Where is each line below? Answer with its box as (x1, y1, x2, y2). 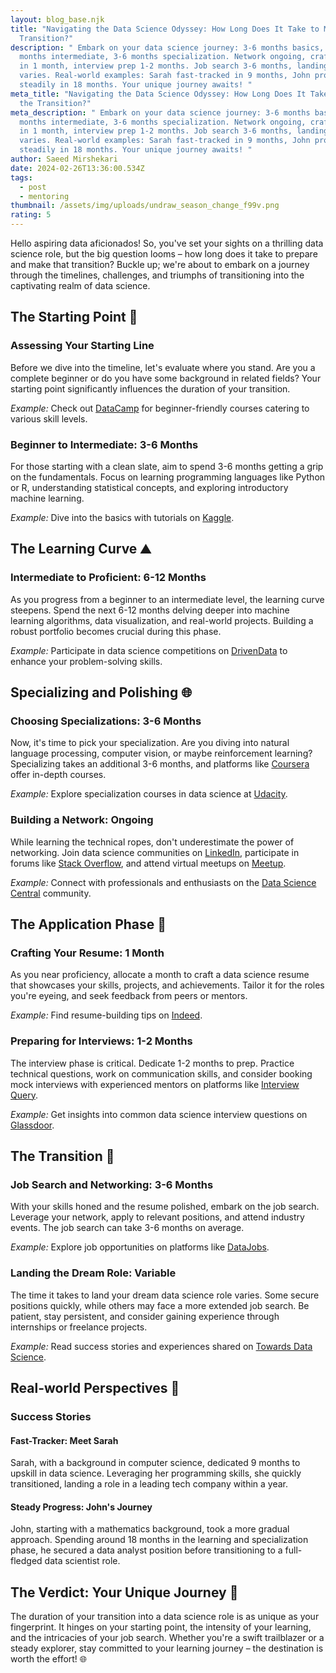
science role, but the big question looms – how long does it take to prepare (10, 248, 318, 260)
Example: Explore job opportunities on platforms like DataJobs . (10, 1241, 270, 1253)
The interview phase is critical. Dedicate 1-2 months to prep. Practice (10, 1057, 295, 1069)
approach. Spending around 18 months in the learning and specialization (10, 1534, 309, 1546)
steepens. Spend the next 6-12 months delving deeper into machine (10, 604, 290, 616)
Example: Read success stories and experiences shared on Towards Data (10, 1340, 313, 1352)
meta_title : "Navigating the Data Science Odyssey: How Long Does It (10, 89, 307, 99)
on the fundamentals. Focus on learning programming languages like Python (10, 471, 326, 483)
